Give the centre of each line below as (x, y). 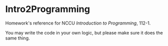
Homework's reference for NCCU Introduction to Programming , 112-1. (78, 23)
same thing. (18, 38)
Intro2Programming (48, 9)
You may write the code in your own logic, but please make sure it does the (84, 32)
